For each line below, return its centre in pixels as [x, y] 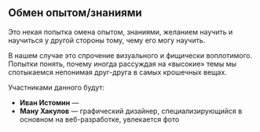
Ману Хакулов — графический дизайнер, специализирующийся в [131, 111]
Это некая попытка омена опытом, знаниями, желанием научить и [121, 31]
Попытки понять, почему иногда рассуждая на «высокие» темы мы [123, 64]
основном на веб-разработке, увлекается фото [99, 119]
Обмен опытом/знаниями [75, 13]
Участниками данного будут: [56, 87]
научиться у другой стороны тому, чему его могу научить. [107, 40]
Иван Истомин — [49, 102]
